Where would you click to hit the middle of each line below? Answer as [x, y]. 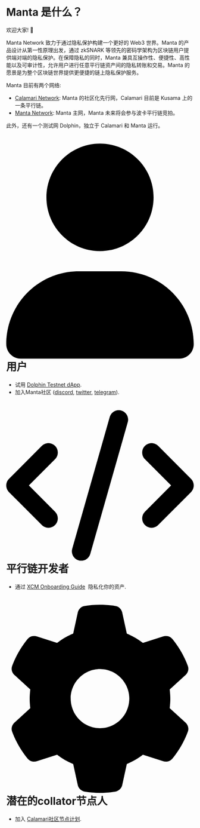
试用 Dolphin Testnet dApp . [48, 384]
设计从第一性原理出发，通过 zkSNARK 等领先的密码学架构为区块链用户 [97, 50]
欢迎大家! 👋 [20, 30]
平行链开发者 [38, 569]
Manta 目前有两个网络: [34, 85]
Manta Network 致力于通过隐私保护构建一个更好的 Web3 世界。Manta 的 [95, 42]
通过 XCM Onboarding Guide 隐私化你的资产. [71, 587]
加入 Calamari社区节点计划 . [48, 818]
